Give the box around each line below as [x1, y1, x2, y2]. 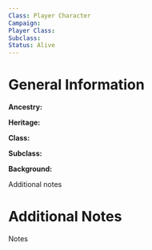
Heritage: [8, 117, 41, 128]
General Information [8, 76, 146, 94]
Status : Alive [8, 42, 56, 50]
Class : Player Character [8, 11, 91, 20]
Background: [8, 165, 53, 174]
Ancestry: [8, 102, 42, 112]
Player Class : [8, 26, 56, 34]
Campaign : [8, 19, 42, 27]
